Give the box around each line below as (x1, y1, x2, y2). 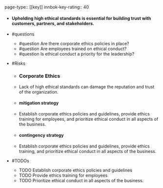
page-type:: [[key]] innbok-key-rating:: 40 (4, 4, 89, 10)
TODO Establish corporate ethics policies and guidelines (19, 167, 133, 173)
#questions (11, 31, 35, 37)
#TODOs (11, 158, 30, 164)
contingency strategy (19, 132, 64, 138)
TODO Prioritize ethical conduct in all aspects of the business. (19, 177, 144, 183)
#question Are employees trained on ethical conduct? (19, 46, 127, 52)
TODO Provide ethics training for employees (19, 172, 108, 178)
